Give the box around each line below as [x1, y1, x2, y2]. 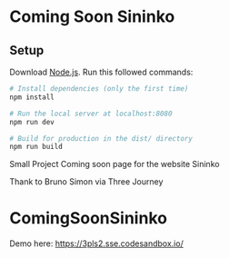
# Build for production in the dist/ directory [9, 134, 194, 143]
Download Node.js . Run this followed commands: [9, 66, 194, 77]
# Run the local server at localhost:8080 [9, 109, 173, 118]
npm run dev [9, 117, 55, 126]
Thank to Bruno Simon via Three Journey [9, 176, 164, 187]
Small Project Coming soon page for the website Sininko [9, 159, 220, 170]
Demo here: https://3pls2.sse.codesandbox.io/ [9, 238, 184, 249]
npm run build [9, 143, 64, 152]
